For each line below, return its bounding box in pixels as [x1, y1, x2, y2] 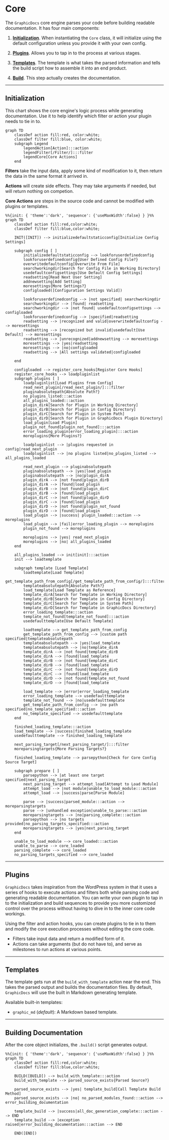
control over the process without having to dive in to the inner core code [5, 905, 155, 911]
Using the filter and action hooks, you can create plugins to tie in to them [5, 920, 156, 926]
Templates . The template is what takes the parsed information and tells [12, 59, 161, 65]
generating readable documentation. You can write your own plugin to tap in [5, 895, 163, 901]
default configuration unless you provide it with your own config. [12, 40, 147, 46]
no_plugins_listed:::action [23, 393, 82, 398]
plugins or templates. [5, 203, 49, 209]
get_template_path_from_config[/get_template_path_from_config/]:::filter [5, 579, 165, 584]
